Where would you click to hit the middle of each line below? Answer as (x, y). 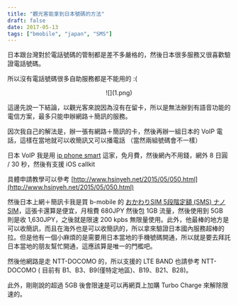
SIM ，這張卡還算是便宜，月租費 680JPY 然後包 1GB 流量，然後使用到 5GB (115, 211)
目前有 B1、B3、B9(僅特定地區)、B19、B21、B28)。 (117, 270)
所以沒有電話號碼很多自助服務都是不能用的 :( (73, 79)
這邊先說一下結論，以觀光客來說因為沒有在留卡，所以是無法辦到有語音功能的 (119, 108)
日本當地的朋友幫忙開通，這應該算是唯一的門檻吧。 (82, 246)
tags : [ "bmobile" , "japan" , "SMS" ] (60, 34)
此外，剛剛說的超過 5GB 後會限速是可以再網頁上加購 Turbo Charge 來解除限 (118, 285)
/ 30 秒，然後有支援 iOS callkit (51, 165)
